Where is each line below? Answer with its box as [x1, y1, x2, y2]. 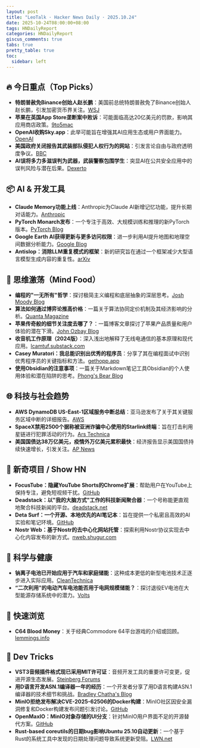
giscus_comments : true [6, 36, 62, 42]
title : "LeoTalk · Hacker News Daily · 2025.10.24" [6, 14, 137, 20]
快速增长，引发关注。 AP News [20, 445, 95, 452]
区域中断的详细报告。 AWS [20, 415, 85, 422]
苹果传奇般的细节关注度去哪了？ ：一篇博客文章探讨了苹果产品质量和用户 [14, 320, 192, 327]
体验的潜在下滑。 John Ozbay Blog [14, 327, 99, 334]
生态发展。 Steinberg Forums [30, 676, 101, 683]
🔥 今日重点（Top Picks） [6, 82, 98, 92]
